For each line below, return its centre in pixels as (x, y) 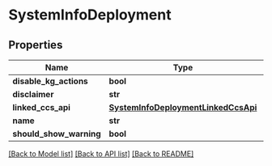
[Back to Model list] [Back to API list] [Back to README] (101, 154)
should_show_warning (57, 134)
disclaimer (33, 94)
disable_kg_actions (51, 81)
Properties (36, 45)
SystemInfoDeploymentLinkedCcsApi (183, 107)
